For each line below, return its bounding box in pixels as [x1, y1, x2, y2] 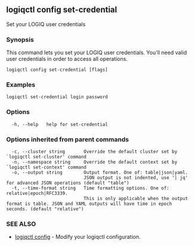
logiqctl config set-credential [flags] [6, 67, 109, 73]
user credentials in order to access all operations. [6, 55, 128, 63]
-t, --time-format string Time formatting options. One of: [11, 185, 170, 191]
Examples [6, 80, 36, 89]
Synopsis [6, 35, 34, 43]
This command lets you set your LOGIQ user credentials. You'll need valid [6, 49, 187, 56]
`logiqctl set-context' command [6, 164, 87, 170]
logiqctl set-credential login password [6, 94, 109, 100]
